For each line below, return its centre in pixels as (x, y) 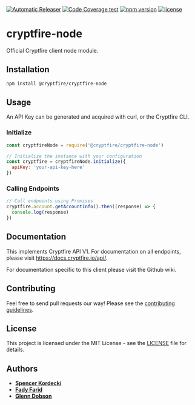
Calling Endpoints (33, 189)
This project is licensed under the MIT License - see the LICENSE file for (96, 343)
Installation (28, 70)
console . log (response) (40, 212)
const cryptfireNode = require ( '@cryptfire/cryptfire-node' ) (85, 145)
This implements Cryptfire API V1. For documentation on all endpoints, (94, 251)
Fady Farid (29, 390)
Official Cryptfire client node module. (52, 50)
